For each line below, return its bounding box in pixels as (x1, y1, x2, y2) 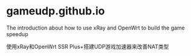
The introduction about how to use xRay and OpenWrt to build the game (6, 24, 186, 31)
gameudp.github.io (6, 4, 105, 18)
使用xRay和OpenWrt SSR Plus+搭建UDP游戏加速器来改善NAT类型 (6, 43, 169, 50)
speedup (6, 30, 28, 37)
